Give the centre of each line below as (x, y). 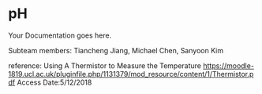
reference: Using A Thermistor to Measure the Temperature (105, 65)
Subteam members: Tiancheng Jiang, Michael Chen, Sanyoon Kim (116, 50)
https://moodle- (228, 65)
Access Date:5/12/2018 (54, 82)
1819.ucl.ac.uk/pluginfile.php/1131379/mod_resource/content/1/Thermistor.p (131, 74)
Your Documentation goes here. (60, 35)
